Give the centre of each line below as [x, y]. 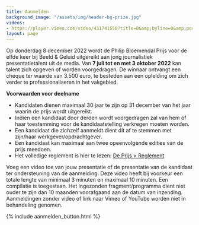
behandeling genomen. [34, 205]
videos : [16, 23]
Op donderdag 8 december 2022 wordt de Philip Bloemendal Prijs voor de [97, 50]
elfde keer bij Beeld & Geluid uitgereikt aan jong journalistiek [79, 57]
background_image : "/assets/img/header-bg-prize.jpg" [74, 17]
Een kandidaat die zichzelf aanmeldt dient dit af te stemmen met [93, 131]
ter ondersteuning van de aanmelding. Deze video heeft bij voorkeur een [94, 173]
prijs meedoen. [33, 150]
